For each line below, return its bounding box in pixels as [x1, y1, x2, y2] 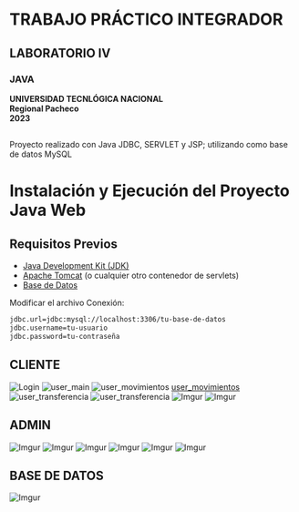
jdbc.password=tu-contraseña [9, 333, 120, 342]
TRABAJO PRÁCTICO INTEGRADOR [9, 9, 284, 30]
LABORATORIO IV [9, 46, 111, 61]
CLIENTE [9, 357, 61, 373]
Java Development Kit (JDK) [22, 261, 129, 271]
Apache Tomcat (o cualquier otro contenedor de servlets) [22, 270, 240, 282]
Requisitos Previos [9, 236, 119, 251]
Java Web [9, 200, 87, 220]
